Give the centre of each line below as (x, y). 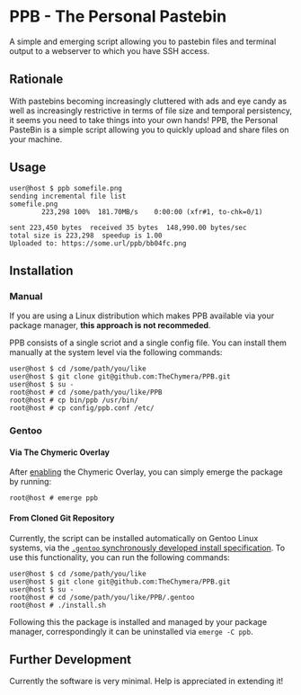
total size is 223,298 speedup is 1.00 (86, 236)
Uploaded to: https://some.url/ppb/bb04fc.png (98, 243)
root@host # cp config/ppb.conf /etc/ (82, 408)
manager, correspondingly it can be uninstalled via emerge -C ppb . (131, 631)
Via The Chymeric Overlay (60, 452)
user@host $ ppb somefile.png (66, 188)
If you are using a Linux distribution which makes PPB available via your (142, 316)
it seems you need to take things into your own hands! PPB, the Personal (144, 120)
